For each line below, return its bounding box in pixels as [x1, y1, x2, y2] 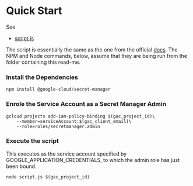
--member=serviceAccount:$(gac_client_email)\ [16, 118, 132, 124]
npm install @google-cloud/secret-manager [6, 87, 111, 92]
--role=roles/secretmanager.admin [16, 123, 100, 129]
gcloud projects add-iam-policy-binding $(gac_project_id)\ [6, 113, 156, 119]
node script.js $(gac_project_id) [6, 174, 90, 180]
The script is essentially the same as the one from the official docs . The [6, 46, 178, 53]
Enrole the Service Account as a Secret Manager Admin [6, 100, 167, 108]
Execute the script [6, 137, 59, 145]
